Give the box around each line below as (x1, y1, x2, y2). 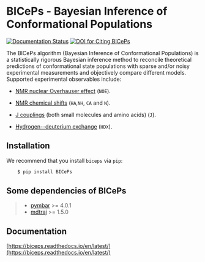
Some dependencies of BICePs (6, 185, 127, 196)
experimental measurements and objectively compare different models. (6, 69, 187, 76)
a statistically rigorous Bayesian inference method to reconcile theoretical (6, 56, 192, 63)
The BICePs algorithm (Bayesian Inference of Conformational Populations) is (6, 49, 199, 56)
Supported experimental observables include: (6, 75, 122, 83)
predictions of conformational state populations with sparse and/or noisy (6, 62, 190, 70)
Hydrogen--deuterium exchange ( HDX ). (15, 122, 113, 130)
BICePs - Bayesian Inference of (6, 4, 168, 18)
